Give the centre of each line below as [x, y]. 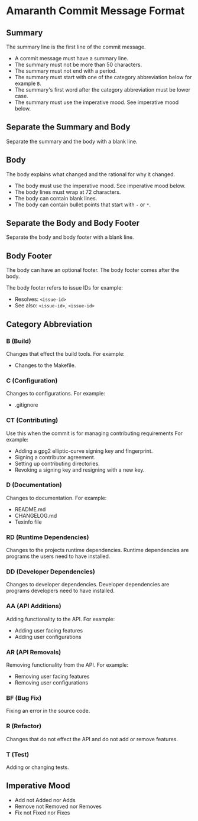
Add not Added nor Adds [45, 800]
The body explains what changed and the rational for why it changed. [91, 174]
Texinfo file [28, 522]
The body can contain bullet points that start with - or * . [83, 205]
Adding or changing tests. [38, 767]
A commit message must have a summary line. [72, 58]
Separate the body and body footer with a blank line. [70, 237]
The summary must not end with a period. [66, 71]
